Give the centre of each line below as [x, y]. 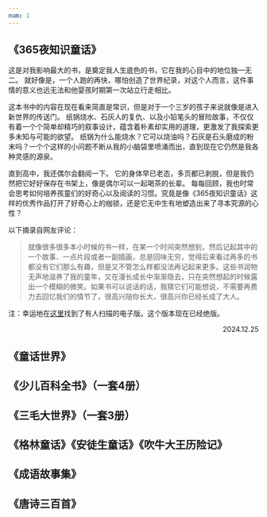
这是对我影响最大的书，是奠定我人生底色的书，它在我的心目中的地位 [120, 70]
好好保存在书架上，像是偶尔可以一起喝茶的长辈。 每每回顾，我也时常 [141, 183]
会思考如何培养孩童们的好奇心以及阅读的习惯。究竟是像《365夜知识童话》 [130, 193]
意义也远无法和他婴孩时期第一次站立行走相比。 [99, 90]
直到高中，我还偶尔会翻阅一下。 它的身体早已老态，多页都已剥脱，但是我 [128, 174]
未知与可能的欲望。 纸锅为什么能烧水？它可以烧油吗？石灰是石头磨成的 [131, 137]
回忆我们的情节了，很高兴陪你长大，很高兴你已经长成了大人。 [143, 297]
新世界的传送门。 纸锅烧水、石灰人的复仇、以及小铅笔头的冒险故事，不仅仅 [131, 117]
